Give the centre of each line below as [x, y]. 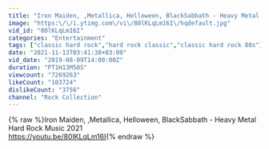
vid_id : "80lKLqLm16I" [46, 30]
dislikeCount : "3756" [44, 90]
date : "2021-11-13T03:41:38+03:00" [68, 53]
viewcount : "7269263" [44, 75]
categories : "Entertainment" [57, 38]
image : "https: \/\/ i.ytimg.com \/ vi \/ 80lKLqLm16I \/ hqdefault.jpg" [119, 23]
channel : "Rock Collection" [55, 97]
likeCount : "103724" [43, 82]
